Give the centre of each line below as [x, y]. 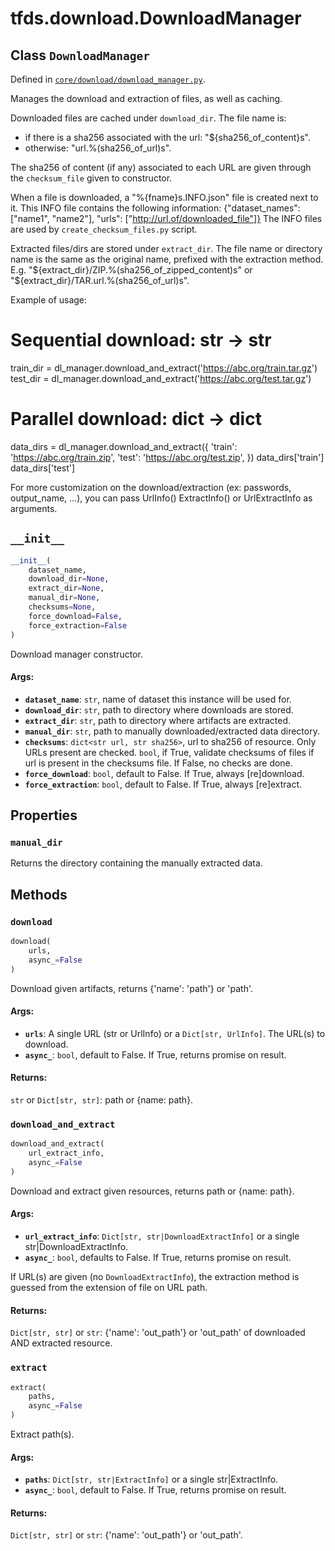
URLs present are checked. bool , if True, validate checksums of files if [169, 752]
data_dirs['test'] [43, 468]
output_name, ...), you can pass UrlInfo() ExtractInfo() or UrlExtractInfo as [161, 498]
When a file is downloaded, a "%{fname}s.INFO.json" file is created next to [164, 197]
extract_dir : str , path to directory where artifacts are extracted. [158, 720]
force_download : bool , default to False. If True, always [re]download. [164, 773]
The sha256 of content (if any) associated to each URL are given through [161, 167]
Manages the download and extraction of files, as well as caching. [146, 98]
